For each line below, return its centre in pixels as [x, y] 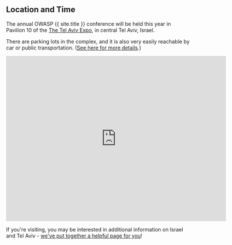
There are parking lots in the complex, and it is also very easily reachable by [98, 41]
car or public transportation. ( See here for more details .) [74, 48]
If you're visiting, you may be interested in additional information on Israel [95, 229]
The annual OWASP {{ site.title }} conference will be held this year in [88, 24]
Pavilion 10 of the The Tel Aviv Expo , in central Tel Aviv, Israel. [81, 30]
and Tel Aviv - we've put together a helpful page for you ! [74, 236]
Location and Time [41, 10]
